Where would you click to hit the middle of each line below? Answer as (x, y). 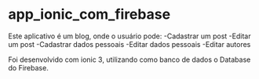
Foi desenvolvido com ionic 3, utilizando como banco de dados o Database (129, 59)
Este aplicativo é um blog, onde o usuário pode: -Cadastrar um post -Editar (129, 36)
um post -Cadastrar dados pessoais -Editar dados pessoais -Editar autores (129, 44)
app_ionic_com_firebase (89, 14)
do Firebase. (28, 67)
